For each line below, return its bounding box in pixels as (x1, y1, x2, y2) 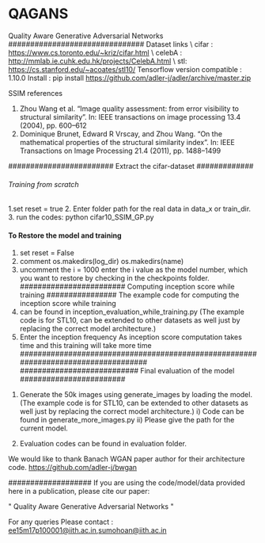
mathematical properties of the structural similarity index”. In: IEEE (19, 137, 235, 147)
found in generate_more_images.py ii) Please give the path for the (19, 415, 235, 425)
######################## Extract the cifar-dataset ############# (8, 161, 254, 170)
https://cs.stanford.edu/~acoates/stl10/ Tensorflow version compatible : (8, 64, 243, 74)
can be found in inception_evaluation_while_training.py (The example (19, 307, 245, 317)
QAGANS (8, 5, 69, 23)
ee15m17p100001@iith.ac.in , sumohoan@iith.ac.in (8, 526, 168, 535)
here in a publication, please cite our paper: (8, 487, 150, 496)
